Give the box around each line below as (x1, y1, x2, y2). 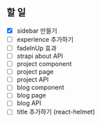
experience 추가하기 (16, 35, 74, 43)
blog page (16, 91, 46, 100)
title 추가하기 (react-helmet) (16, 107, 96, 116)
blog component (16, 83, 64, 92)
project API (16, 75, 50, 84)
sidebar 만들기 (16, 26, 57, 35)
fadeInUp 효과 (16, 44, 57, 52)
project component (16, 60, 72, 68)
